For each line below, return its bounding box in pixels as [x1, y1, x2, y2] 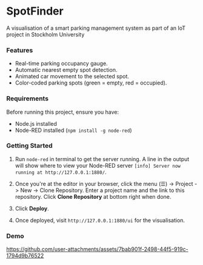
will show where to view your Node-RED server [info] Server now [15, 162, 181, 169]
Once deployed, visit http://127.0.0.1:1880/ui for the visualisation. [15, 216, 185, 224]
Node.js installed [15, 120, 58, 127]
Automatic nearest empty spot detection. [15, 66, 118, 74]
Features [6, 46, 33, 54]
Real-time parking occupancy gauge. [15, 60, 108, 67]
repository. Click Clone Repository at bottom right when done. [15, 193, 171, 200]
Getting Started [6, 142, 53, 150]
